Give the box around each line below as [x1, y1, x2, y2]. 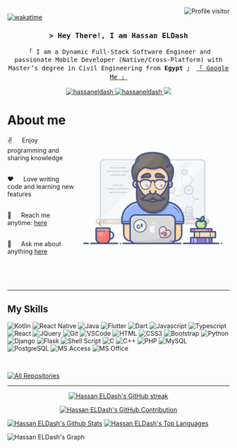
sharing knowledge [7, 154, 63, 162]
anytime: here [7, 219, 48, 227]
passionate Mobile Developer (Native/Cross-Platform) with [13, 56, 223, 64]
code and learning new [7, 183, 74, 191]
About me [7, 112, 66, 128]
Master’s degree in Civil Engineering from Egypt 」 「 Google [8, 64, 229, 73]
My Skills [7, 303, 49, 315]
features [7, 190, 32, 198]
